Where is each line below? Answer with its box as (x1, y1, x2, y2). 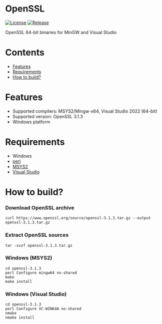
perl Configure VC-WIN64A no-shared (5, 306, 81, 311)
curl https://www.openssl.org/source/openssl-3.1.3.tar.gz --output (5, 216, 151, 221)
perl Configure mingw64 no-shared (5, 270, 77, 275)
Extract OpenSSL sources (5, 231, 69, 238)
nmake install (5, 315, 35, 320)
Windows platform (12, 119, 50, 125)
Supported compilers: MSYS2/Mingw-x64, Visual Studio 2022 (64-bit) (12, 108, 157, 114)
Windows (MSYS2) (5, 254, 52, 261)
